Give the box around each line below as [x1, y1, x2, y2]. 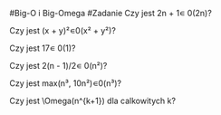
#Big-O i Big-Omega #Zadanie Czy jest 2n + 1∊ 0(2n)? [9, 8, 213, 18]
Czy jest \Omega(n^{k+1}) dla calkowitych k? [9, 95, 177, 106]
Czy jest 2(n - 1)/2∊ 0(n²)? [9, 61, 108, 71]
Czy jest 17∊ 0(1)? [9, 43, 76, 53]
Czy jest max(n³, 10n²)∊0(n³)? [9, 78, 122, 89]
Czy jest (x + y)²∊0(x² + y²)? [9, 25, 116, 35]
